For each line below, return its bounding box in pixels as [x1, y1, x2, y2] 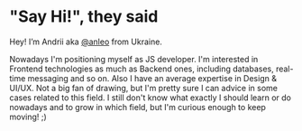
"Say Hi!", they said [9, 6, 159, 27]
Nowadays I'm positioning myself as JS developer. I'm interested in [9, 53, 259, 64]
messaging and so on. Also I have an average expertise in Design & [27, 72, 278, 83]
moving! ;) [9, 111, 47, 122]
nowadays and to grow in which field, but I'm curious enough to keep [9, 101, 266, 112]
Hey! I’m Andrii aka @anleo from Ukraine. [9, 36, 162, 47]
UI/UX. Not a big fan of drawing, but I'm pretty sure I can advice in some [9, 82, 278, 93]
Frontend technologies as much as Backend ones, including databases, [9, 63, 274, 74]
